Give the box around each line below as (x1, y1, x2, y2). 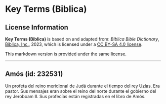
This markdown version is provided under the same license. (5, 51, 127, 57)
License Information (5, 23, 68, 32)
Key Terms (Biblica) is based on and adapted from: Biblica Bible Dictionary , (5, 36, 160, 42)
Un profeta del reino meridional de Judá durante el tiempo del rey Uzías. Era (5, 83, 160, 89)
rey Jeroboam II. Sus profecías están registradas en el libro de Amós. (5, 93, 146, 99)
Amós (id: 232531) (5, 70, 63, 78)
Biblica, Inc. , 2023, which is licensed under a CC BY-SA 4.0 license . (5, 41, 143, 47)
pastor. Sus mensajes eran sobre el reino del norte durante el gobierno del (5, 88, 157, 94)
